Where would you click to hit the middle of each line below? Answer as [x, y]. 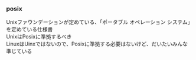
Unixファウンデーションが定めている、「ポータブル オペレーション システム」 [98, 22]
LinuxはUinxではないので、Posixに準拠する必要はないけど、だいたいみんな [97, 44]
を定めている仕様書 [30, 29]
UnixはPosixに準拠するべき [39, 37]
